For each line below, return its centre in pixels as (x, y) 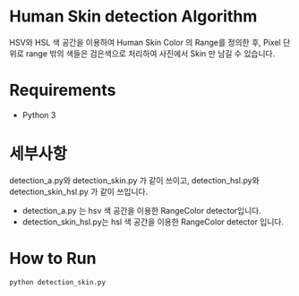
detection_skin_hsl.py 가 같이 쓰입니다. (79, 191)
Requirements (63, 90)
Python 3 (39, 114)
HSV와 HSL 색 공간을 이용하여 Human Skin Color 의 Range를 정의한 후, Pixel (145, 42)
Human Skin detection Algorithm (133, 17)
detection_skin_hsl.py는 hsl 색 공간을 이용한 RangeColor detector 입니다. (153, 222)
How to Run (53, 258)
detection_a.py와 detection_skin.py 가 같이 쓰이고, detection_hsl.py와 (134, 180)
